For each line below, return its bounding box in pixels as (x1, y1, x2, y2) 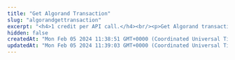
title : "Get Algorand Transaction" (7, 10, 111, 17)
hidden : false (7, 29, 49, 37)
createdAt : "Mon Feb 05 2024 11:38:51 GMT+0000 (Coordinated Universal (7, 36, 220, 43)
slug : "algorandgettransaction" (7, 17, 101, 23)
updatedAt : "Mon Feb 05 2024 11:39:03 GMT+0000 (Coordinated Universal (7, 42, 220, 49)
